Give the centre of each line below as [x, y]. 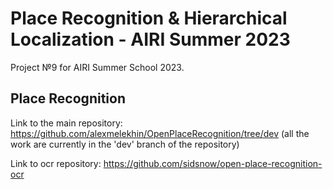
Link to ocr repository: [56, 163]
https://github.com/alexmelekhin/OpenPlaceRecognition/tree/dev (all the [160, 133]
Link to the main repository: [66, 123]
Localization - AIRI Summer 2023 [150, 39]
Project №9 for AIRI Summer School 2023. [97, 67]
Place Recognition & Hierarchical [149, 18]
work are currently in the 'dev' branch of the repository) [125, 144]
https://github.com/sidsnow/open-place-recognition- [213, 163]
